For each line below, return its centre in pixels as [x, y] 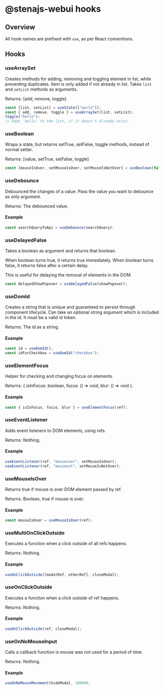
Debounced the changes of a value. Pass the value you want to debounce [79, 191]
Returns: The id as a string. [32, 327]
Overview [20, 27]
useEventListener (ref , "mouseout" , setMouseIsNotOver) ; [63, 466]
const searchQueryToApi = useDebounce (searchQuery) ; [60, 228]
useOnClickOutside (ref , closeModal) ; [43, 629]
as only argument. [23, 196]
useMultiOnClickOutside [35, 533]
